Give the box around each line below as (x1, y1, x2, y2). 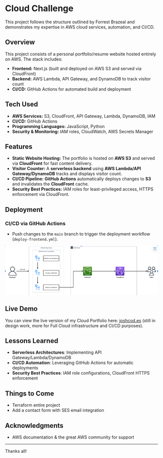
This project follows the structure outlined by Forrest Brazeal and (5, 19, 135, 25)
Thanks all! (5, 448, 27, 454)
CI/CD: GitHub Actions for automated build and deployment (12, 86, 131, 92)
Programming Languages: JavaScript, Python (12, 123, 105, 129)
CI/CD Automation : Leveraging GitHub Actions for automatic (12, 360, 134, 366)
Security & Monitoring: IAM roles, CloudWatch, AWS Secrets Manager (12, 128, 154, 134)
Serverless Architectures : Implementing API (12, 349, 102, 355)
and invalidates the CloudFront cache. (12, 181, 89, 187)
